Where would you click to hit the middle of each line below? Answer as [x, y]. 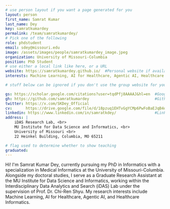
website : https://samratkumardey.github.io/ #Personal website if [78, 71]
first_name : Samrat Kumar [32, 19]
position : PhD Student [29, 62]
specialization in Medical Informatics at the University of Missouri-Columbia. [85, 170]
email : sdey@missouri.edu [32, 48]
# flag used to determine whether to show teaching [61, 145]
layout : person [21, 15]
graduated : [17, 150]
